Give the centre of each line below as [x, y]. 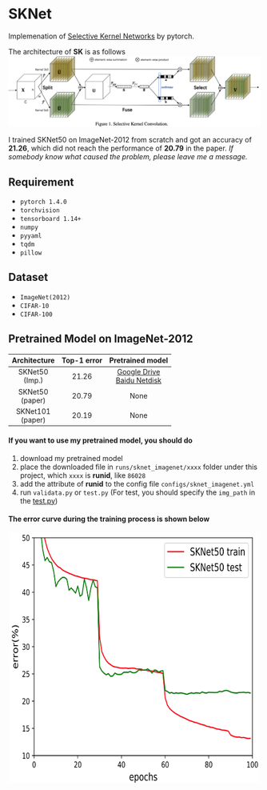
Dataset [28, 277]
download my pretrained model [71, 458]
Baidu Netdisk [139, 380]
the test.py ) [39, 500]
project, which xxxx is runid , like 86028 [83, 475]
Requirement [41, 182]
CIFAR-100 [36, 314]
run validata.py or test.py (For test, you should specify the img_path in [137, 492]
